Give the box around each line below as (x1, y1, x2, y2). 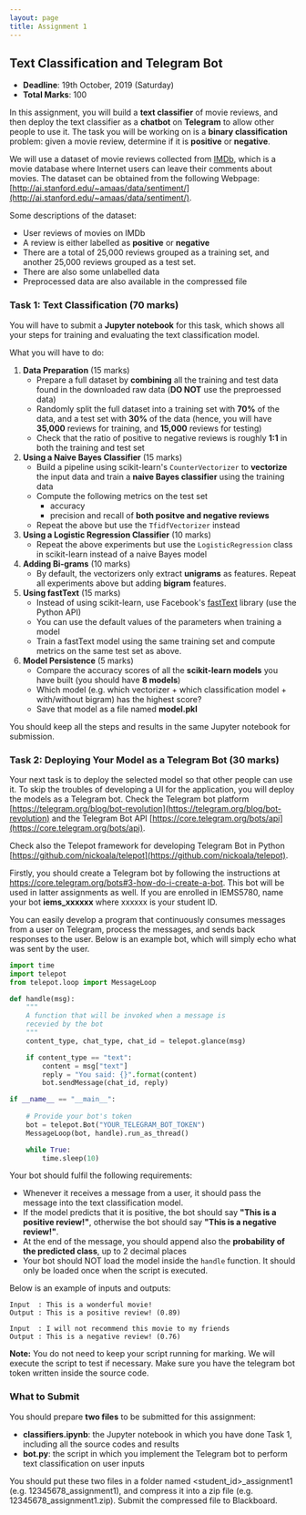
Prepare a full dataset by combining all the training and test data (36, 374, 279, 385)
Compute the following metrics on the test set (36, 490, 208, 501)
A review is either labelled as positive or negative (22, 238, 210, 249)
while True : (25, 1145, 71, 1154)
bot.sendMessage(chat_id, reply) (42, 1079, 169, 1088)
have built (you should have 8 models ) (36, 674, 181, 685)
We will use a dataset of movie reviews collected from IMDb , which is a (9, 154, 276, 165)
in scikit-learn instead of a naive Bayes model (36, 548, 208, 559)
